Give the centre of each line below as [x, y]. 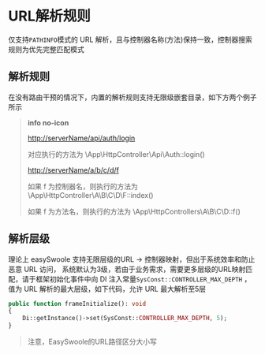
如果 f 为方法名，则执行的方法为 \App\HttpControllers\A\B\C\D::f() [134, 211]
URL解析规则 [49, 16]
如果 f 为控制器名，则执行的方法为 [82, 186]
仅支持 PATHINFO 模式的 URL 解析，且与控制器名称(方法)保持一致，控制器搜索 [130, 39]
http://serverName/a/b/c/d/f [73, 170]
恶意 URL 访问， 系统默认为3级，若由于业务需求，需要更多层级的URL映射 [127, 269]
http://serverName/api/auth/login [81, 138]
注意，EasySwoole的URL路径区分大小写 [92, 342]
